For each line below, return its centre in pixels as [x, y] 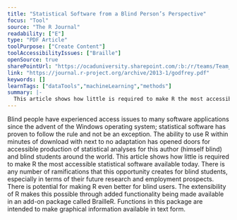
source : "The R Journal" [44, 27]
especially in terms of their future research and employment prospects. [111, 179]
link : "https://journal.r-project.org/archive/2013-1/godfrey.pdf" [109, 73]
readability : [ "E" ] [36, 33]
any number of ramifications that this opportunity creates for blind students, [117, 171]
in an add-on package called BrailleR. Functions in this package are [105, 201]
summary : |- [25, 92]
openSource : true [33, 60]
